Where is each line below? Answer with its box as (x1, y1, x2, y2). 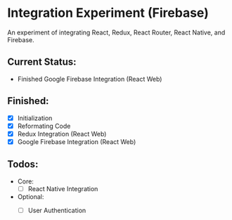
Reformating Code (17, 122, 71, 130)
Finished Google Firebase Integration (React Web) (17, 75, 162, 83)
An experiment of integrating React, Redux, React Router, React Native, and (7, 28, 226, 37)
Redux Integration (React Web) (17, 129, 107, 138)
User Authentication (27, 206, 86, 214)
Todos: (7, 158, 39, 170)
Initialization (17, 114, 53, 122)
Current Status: (7, 56, 77, 68)
